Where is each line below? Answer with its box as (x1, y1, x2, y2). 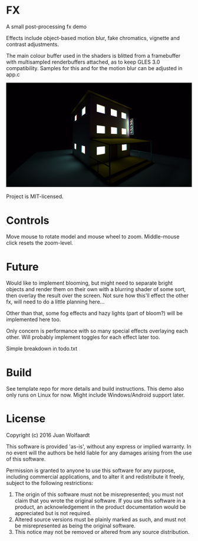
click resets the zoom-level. (6, 239, 74, 246)
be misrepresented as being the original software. (14, 522, 136, 529)
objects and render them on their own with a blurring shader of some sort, (6, 286, 186, 293)
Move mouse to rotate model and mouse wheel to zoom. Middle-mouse (6, 233, 180, 240)
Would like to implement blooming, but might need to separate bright (6, 279, 173, 286)
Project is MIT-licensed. (6, 193, 64, 200)
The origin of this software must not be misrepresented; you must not (14, 491, 184, 498)
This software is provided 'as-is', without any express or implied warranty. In (6, 443, 192, 450)
